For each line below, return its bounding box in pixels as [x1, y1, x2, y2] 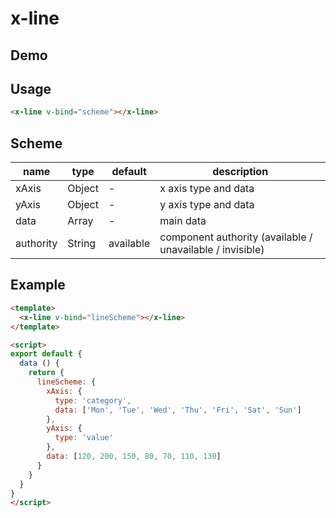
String [67, 237, 97, 251]
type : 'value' [54, 433, 114, 443]
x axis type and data [159, 182, 255, 196]
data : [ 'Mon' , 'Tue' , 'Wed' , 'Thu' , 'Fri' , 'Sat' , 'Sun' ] [54, 405, 302, 415]
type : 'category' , [54, 395, 132, 406]
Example [10, 277, 66, 294]
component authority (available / [159, 230, 313, 244]
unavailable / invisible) [159, 243, 265, 257]
